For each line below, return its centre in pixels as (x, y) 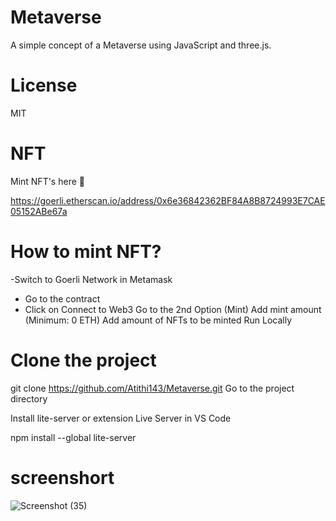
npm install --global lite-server (73, 437)
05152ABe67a (39, 211)
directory (29, 398)
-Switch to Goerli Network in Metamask (91, 279)
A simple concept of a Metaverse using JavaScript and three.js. (141, 45)
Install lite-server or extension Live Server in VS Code (121, 418)
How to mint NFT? (86, 252)
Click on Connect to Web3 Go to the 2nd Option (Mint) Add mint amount (173, 309)
